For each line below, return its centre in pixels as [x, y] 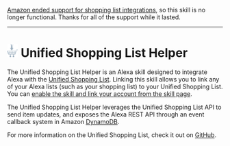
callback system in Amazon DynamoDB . [63, 121]
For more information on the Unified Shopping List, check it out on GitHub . [112, 135]
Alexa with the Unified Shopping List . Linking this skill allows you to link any [113, 79]
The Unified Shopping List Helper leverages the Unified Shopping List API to [114, 107]
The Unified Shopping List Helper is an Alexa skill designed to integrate [107, 72]
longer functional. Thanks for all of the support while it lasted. [94, 17]
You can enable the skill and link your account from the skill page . [100, 94]
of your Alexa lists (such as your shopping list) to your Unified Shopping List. [115, 86]
